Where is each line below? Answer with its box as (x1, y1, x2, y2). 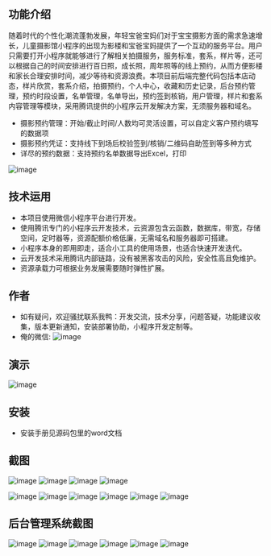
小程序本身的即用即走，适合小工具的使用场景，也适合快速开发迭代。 (19, 243, 247, 252)
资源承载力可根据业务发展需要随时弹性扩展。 (19, 263, 169, 272)
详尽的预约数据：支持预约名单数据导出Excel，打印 (19, 148, 187, 158)
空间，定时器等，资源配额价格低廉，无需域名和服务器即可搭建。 (19, 233, 232, 243)
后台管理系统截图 (8, 517, 94, 530)
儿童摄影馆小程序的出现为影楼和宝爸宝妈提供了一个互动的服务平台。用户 (22, 40, 263, 50)
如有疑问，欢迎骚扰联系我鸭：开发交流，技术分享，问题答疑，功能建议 (19, 312, 254, 322)
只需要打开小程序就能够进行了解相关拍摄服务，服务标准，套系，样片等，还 (8, 51, 256, 60)
